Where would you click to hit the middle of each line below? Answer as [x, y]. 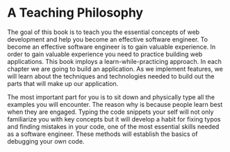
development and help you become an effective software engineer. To [108, 39]
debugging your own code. [46, 141]
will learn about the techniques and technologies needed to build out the [111, 76]
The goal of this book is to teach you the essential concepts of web [104, 32]
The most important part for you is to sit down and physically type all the [111, 97]
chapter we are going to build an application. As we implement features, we [115, 69]
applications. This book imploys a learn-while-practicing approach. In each [115, 61]
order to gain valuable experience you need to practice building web [105, 54]
